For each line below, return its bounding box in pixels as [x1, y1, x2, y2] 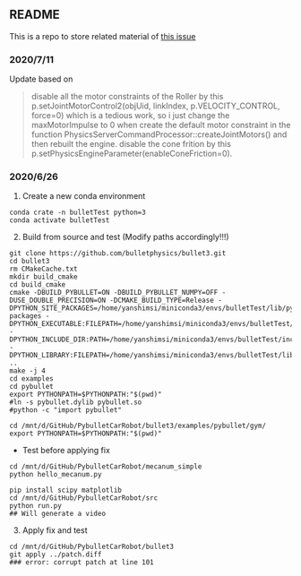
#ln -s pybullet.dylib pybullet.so [9, 398, 142, 407]
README [9, 7, 60, 22]
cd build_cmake [9, 280, 66, 289]
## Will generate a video [9, 510, 106, 519]
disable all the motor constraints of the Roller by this [30, 91, 224, 102]
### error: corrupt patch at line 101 [9, 558, 154, 567]
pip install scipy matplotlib [9, 486, 123, 495]
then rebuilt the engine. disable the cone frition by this [30, 139, 231, 150]
